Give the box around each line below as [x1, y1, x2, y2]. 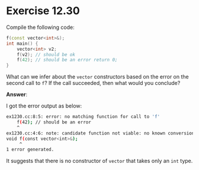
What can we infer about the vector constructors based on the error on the [6, 73, 189, 80]
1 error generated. [6, 146, 54, 153]
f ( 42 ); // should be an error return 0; [17, 57, 118, 63]
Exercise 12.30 [6, 4, 80, 18]
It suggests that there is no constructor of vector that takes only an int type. [6, 158, 193, 165]
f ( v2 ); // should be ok [17, 51, 76, 57]
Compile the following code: [6, 24, 75, 31]
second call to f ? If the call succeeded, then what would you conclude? [6, 80, 181, 87]
